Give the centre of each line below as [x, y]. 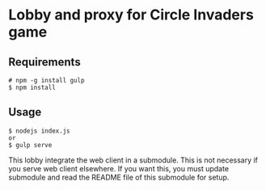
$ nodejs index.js [39, 131]
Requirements [44, 62]
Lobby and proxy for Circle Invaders [131, 15]
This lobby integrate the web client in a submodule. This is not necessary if [133, 160]
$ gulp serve [30, 145]
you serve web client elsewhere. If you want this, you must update [118, 168]
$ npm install [32, 87]
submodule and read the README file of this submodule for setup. [119, 177]
